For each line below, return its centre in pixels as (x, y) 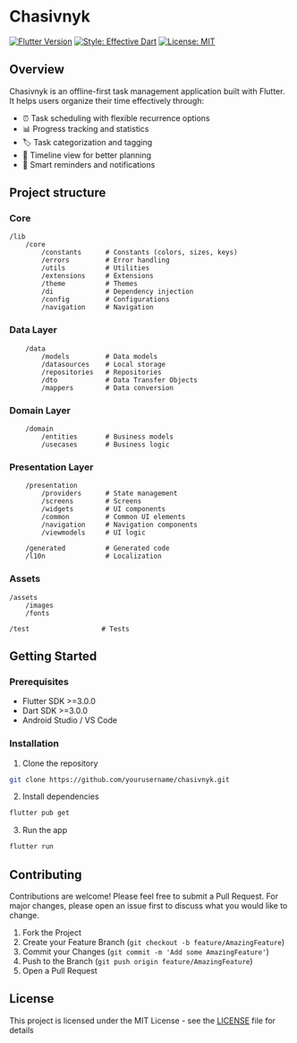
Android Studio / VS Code (70, 720)
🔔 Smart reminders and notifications (89, 164)
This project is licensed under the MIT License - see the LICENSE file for (142, 1021)
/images (39, 605)
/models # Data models (100, 356)
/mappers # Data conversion (108, 387)
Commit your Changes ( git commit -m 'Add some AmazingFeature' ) (146, 952)
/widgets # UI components (104, 509)
